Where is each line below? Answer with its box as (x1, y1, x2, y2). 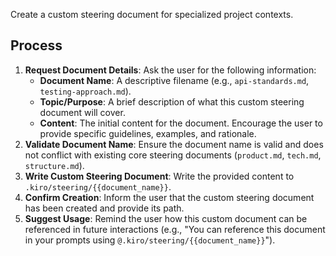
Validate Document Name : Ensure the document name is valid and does (24, 138, 324, 150)
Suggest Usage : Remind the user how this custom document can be (24, 212, 308, 224)
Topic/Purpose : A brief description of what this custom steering (39, 95, 305, 108)
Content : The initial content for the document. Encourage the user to (39, 117, 323, 129)
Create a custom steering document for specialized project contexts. (10, 9, 294, 20)
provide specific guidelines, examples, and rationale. (39, 127, 257, 139)
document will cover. (39, 106, 126, 118)
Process (10, 37, 63, 54)
